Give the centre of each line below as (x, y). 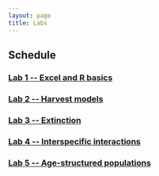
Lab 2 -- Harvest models (56, 98)
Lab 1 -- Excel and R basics (61, 78)
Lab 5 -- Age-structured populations (80, 163)
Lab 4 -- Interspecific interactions (74, 141)
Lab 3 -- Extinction (45, 120)
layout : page (30, 15)
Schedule (32, 55)
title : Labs (28, 23)
